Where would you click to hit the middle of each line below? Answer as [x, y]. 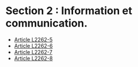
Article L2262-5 [33, 39]
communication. [47, 23]
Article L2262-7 [33, 52]
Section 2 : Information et [69, 11]
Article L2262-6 [33, 46]
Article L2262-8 [33, 58]
